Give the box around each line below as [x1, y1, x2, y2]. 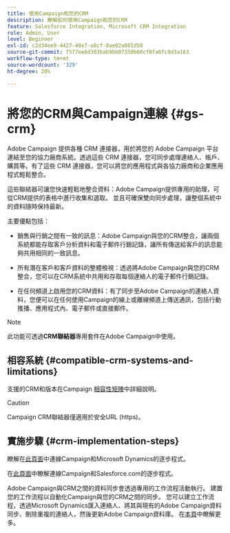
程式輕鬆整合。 [7, 171, 50, 179]
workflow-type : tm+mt [7, 55, 70, 62]
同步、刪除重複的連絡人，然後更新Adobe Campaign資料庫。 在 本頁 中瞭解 [7, 510, 216, 519]
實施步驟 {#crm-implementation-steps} [7, 435, 180, 447]
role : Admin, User [7, 29, 60, 37]
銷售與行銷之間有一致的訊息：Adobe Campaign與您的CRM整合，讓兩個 [17, 232, 220, 240]
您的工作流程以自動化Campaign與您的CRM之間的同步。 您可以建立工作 [7, 493, 209, 501]
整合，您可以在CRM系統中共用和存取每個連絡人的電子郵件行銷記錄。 [17, 272, 212, 280]
